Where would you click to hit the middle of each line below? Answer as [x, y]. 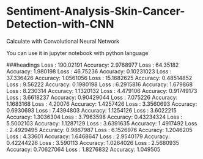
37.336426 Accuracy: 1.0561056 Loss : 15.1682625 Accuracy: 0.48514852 [99, 78]
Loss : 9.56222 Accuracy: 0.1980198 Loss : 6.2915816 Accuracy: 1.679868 [100, 84]
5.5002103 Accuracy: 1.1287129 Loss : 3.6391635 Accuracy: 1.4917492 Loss [102, 123]
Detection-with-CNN [60, 24]
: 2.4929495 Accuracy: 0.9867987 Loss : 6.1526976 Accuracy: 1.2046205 [99, 130]
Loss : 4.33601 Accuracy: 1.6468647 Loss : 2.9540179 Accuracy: [88, 136]
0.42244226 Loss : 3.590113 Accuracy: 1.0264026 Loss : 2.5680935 [93, 142]
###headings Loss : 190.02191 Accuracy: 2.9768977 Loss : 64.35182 [93, 65]
